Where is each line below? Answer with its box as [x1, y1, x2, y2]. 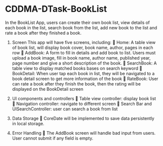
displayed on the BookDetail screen [12, 86, 84, 92]
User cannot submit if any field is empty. [12, 135, 93, 141]
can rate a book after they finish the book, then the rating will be [12, 81, 141, 86]
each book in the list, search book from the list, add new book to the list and [5, 24, 157, 30]
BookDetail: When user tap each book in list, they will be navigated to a [12, 70, 155, 76]
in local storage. [12, 121, 45, 126]
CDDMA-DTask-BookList [5, 3, 107, 15]
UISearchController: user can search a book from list [12, 106, 118, 112]
